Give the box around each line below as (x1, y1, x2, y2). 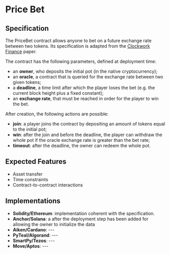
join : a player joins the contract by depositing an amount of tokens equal (12, 121, 165, 126)
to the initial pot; (12, 126, 47, 132)
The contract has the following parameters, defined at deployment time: (5, 58, 157, 65)
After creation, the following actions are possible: (5, 111, 109, 117)
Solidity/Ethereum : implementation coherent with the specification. (12, 210, 155, 216)
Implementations (5, 197, 61, 205)
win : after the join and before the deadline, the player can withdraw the (12, 132, 162, 138)
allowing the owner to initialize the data (12, 221, 95, 227)
